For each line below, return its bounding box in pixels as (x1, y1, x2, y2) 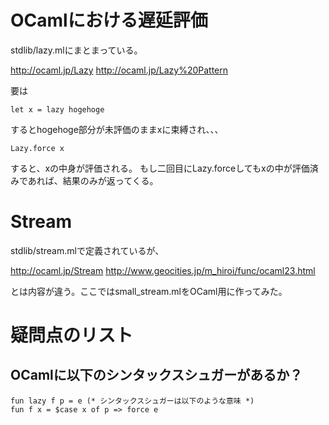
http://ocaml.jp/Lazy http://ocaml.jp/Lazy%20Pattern (10, 64, 229, 76)
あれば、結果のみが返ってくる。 (27, 174, 159, 186)
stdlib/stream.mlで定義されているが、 (10, 244, 165, 256)
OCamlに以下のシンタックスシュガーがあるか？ (10, 367, 303, 384)
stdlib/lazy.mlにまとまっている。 (10, 44, 143, 56)
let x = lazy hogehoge (10, 104, 105, 115)
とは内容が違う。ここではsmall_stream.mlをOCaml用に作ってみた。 (10, 285, 288, 297)
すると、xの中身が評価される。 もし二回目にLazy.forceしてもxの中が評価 (10, 162, 310, 174)
